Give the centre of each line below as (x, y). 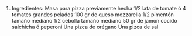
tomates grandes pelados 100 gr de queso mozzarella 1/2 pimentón (93, 15)
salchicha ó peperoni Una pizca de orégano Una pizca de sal (85, 27)
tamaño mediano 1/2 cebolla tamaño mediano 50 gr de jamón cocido (94, 21)
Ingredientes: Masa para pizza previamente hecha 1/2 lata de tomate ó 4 (99, 8)
